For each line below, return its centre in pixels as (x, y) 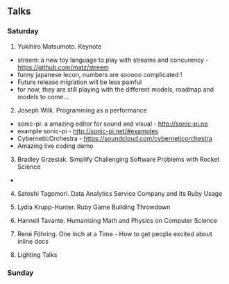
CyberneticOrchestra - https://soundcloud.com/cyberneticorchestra (115, 138)
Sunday (20, 272)
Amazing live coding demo (55, 146)
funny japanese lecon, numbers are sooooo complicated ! (100, 74)
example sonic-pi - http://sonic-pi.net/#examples (87, 131)
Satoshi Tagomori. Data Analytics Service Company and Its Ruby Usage (120, 193)
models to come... (43, 97)
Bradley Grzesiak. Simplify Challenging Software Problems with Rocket (118, 159)
